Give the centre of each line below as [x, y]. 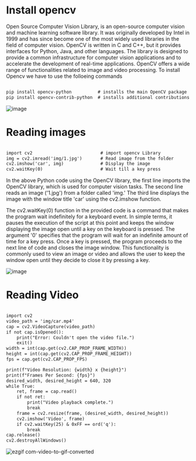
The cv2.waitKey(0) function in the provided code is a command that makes [97, 211]
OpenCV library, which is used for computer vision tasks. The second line [94, 187]
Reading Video [42, 295]
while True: [20, 386]
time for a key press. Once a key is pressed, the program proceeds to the [94, 242]
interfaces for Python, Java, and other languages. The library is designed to [97, 51]
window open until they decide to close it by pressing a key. [78, 260]
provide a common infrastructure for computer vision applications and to [94, 57]
